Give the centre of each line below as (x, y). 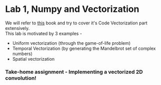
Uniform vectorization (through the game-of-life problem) (71, 43)
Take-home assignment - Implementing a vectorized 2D (74, 72)
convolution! (21, 78)
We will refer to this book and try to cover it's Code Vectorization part (77, 23)
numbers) (22, 54)
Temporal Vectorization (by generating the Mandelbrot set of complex (84, 48)
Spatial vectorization (33, 59)
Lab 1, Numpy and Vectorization (72, 9)
